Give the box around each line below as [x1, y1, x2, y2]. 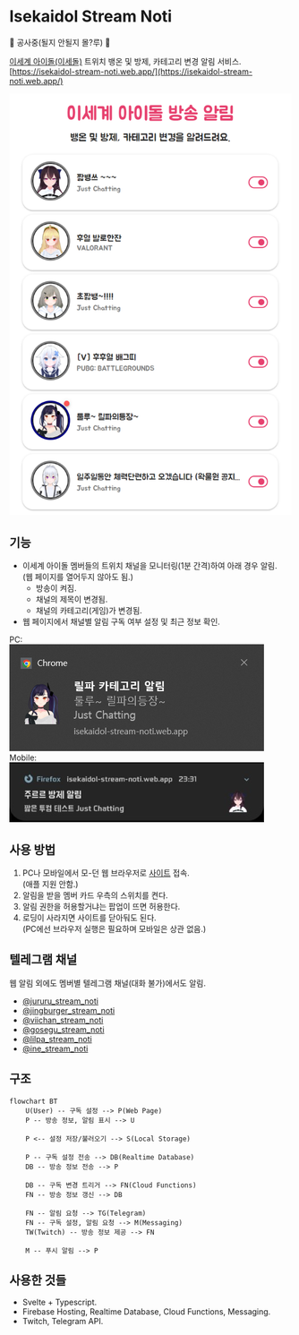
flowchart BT [9, 1097, 58, 1106]
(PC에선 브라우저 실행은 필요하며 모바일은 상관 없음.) [21, 923, 207, 934]
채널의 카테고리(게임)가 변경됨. [35, 605, 143, 616]
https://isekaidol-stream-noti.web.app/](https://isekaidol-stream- [12, 65, 253, 77]
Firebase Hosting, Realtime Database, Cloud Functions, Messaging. [21, 1306, 271, 1317]
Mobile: [9, 752, 38, 763]
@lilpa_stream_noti [21, 1033, 92, 1044]
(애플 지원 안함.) [21, 878, 79, 889]
